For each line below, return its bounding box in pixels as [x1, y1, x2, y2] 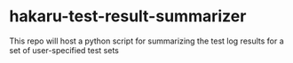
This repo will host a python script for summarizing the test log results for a [9, 35, 284, 46]
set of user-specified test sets [9, 44, 120, 55]
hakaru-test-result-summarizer [9, 6, 247, 27]
